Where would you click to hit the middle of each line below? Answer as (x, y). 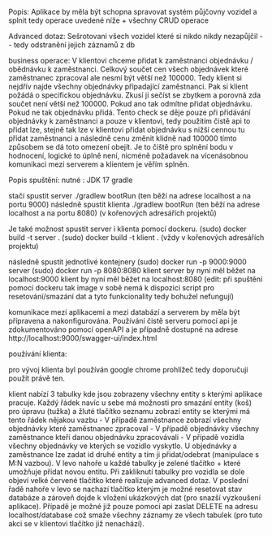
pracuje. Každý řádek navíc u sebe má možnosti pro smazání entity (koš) (130, 403)
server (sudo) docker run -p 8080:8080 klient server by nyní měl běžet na (132, 270)
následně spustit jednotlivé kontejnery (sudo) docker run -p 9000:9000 (128, 262)
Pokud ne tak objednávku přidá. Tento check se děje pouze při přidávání (130, 112)
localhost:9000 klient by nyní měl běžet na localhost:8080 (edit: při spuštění (136, 279)
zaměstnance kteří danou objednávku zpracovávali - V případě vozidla (127, 437)
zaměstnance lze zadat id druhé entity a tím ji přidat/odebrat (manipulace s (134, 454)
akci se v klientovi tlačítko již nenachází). (76, 523)
